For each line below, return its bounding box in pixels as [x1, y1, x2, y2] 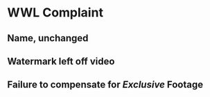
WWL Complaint [7, 5, 104, 21]
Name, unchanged [7, 32, 89, 44]
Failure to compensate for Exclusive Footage [7, 79, 203, 91]
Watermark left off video [7, 55, 115, 67]
